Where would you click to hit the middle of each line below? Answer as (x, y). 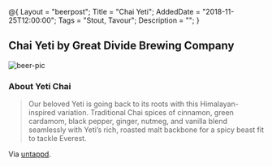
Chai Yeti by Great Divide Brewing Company (121, 46)
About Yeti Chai (40, 86)
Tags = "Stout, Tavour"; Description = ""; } (129, 20)
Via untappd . (30, 154)
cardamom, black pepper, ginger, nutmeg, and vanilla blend (127, 122)
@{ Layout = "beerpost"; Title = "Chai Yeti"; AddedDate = (104, 12)
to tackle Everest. (57, 139)
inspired (42, 113)
